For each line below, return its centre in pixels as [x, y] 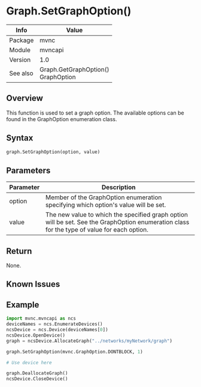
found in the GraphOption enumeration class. [62, 119]
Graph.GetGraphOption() [74, 69]
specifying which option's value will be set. [106, 205]
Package [22, 40]
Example [23, 304]
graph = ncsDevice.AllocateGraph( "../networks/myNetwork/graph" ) [89, 341]
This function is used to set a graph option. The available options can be [95, 113]
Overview [25, 98]
